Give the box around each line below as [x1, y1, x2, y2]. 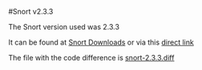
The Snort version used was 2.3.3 [8, 22, 120, 31]
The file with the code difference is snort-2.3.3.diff [8, 53, 175, 62]
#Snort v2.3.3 [8, 7, 54, 16]
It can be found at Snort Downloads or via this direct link [8, 37, 194, 47]
